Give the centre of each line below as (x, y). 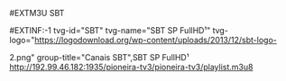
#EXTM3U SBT (37, 13)
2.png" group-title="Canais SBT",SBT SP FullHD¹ (99, 57)
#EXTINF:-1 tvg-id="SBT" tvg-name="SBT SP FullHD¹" (110, 30)
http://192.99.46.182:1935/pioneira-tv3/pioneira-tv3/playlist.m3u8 (131, 67)
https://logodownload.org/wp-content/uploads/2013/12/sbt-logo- (156, 40)
